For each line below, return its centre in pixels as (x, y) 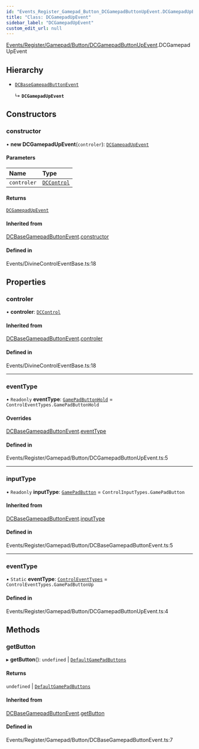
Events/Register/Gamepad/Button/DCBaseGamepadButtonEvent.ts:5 (90, 546)
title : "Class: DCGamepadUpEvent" (49, 17)
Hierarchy (25, 70)
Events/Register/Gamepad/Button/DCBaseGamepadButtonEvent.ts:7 (89, 740)
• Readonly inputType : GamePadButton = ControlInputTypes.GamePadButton (95, 492)
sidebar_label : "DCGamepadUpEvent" (50, 23)
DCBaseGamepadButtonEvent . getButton (55, 713)
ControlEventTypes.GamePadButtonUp (50, 585)
